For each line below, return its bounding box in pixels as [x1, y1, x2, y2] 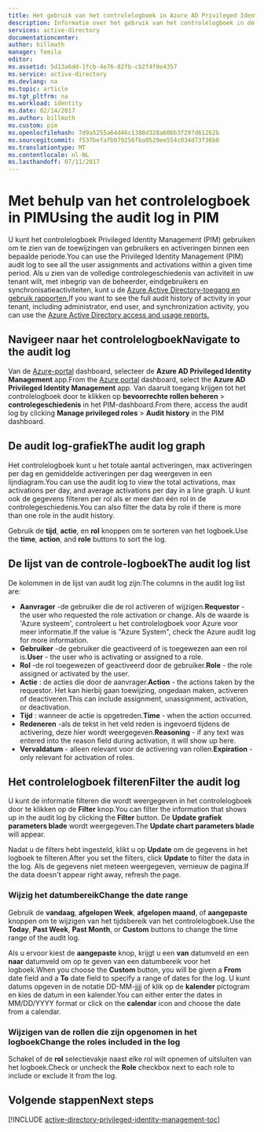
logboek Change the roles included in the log [8, 1036, 181, 1047]
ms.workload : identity [8, 99, 82, 107]
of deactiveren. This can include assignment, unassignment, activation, [19, 694, 249, 703]
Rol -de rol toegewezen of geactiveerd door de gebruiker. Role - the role [19, 660, 253, 670]
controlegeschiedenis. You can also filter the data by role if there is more [8, 502, 241, 512]
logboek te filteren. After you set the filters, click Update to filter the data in [8, 853, 250, 863]
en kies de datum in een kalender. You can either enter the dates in [8, 990, 222, 1000]
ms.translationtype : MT [8, 143, 86, 151]
